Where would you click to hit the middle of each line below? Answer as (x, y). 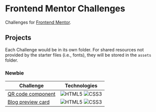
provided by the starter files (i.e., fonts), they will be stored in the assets (78, 55)
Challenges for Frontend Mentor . (38, 22)
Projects (18, 38)
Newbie (15, 73)
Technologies (81, 86)
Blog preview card (29, 102)
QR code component (32, 94)
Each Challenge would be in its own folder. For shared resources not (75, 49)
